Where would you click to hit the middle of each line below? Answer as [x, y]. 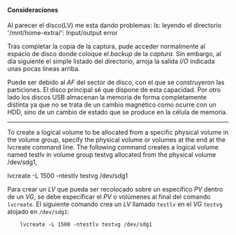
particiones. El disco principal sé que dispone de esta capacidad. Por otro [114, 90]
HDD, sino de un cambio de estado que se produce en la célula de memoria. [118, 112]
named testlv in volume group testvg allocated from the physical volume [112, 155]
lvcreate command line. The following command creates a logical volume [113, 147]
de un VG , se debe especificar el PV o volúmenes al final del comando [109, 197]
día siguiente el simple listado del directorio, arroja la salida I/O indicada [111, 61]
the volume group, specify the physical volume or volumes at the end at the [117, 140]
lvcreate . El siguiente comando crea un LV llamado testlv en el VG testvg [115, 204]
